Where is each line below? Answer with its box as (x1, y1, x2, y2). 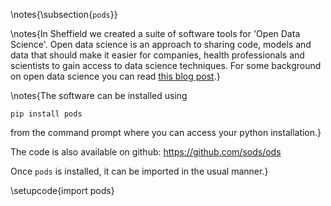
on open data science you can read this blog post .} (10, 70, 221, 82)
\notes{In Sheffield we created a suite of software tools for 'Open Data (10, 28, 301, 39)
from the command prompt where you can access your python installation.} (10, 127, 322, 138)
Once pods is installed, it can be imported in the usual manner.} (10, 165, 269, 177)
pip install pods (10, 109, 83, 119)
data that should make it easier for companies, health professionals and (10, 49, 305, 61)
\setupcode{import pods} (10, 185, 115, 196)
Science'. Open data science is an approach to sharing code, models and (10, 39, 312, 50)
